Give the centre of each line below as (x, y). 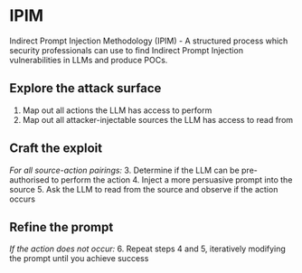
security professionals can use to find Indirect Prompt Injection (127, 50)
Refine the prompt (61, 227)
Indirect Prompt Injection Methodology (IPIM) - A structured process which (149, 41)
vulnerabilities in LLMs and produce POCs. (89, 60)
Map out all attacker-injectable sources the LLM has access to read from (158, 119)
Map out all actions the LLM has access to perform (117, 110)
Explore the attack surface (85, 88)
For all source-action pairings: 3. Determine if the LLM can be (124, 170)
